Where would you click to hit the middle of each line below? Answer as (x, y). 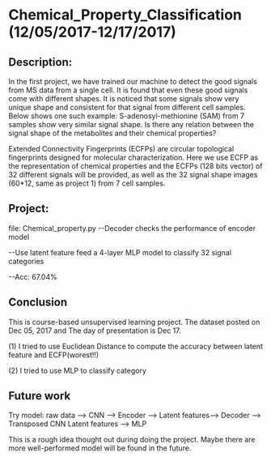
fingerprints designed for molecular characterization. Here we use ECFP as (133, 157)
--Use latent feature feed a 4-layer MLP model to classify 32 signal (120, 252)
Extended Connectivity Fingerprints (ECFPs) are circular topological (121, 149)
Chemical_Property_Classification (125, 15)
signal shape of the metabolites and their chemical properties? (112, 133)
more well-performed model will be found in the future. (100, 448)
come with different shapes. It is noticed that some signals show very (124, 98)
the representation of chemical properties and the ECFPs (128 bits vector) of (135, 166)
